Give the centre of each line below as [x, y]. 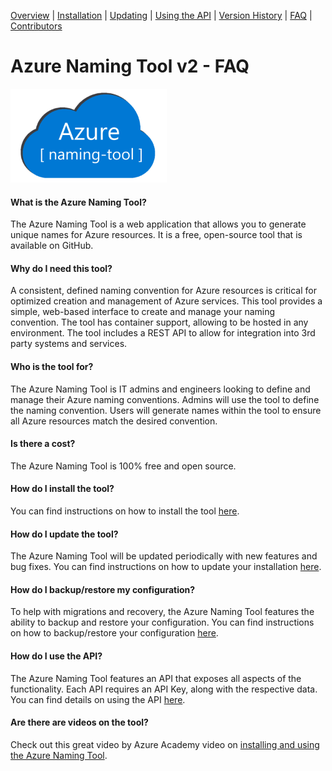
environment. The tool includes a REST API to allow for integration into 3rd [163, 333]
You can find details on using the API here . [98, 699]
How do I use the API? [56, 656]
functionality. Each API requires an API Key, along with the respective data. [164, 689]
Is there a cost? [43, 444]
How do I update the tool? [64, 534]
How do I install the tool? [62, 489]
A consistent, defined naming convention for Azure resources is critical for [163, 291]
